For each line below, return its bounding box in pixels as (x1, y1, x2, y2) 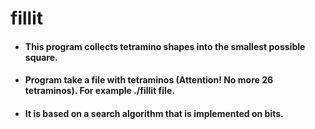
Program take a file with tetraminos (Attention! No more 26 (24, 74, 274, 86)
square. (24, 51, 58, 63)
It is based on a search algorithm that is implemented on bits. (24, 107, 284, 119)
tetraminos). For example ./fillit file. (24, 85, 175, 97)
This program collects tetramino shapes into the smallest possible (24, 40, 306, 52)
